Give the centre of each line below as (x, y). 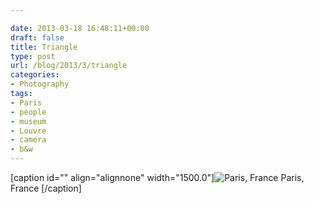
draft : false (37, 37)
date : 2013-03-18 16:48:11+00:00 (80, 28)
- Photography (40, 84)
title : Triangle (44, 47)
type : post (33, 56)
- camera (28, 140)
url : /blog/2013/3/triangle (69, 66)
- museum (28, 121)
